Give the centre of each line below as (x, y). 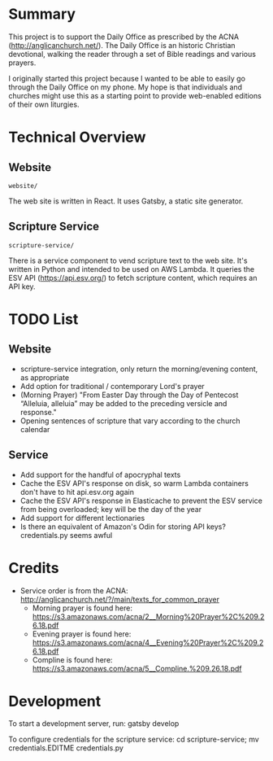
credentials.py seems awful (66, 535)
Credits (34, 568)
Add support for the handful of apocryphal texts (100, 475)
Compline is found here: (72, 659)
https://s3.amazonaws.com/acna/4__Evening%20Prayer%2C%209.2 (148, 642)
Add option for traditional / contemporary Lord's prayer (112, 386)
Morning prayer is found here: (82, 608)
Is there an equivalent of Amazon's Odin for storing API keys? (123, 527)
